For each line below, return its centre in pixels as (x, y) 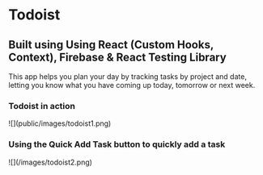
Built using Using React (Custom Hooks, (111, 45)
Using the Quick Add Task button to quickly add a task (117, 144)
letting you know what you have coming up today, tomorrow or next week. (132, 85)
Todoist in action (42, 106)
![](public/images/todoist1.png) (60, 123)
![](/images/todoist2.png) (51, 162)
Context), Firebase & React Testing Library (117, 57)
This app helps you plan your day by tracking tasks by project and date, (127, 77)
